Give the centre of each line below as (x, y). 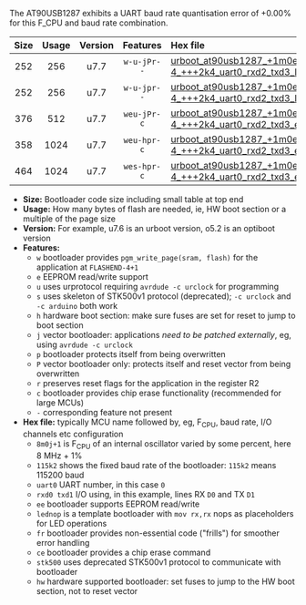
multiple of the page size (69, 219)
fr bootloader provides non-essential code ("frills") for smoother (158, 533)
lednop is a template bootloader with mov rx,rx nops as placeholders (165, 513)
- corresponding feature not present (104, 412)
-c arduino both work (77, 306)
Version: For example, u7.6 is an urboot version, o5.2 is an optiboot (149, 228)
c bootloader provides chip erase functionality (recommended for (159, 393)
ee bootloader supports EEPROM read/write (118, 504)
